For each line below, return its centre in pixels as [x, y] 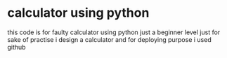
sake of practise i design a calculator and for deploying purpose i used [110, 39]
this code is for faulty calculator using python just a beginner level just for [114, 32]
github [17, 47]
